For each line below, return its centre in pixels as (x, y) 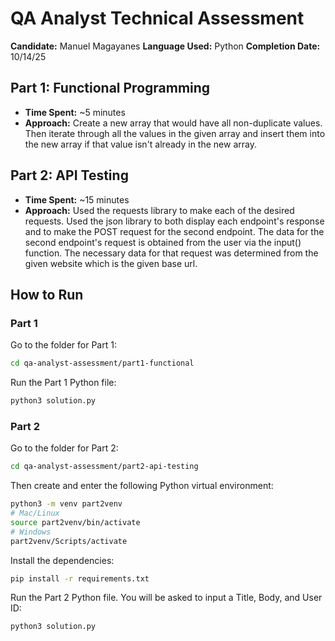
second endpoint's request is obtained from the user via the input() (163, 242)
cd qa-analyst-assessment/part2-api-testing (104, 467)
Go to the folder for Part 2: (64, 448)
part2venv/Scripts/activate (69, 541)
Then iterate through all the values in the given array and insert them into (175, 133)
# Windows (31, 532)
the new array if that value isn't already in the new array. (140, 144)
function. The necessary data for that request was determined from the (171, 253)
